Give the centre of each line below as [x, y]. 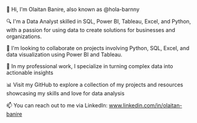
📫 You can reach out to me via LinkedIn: [57, 105]
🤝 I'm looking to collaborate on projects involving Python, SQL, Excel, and [98, 48]
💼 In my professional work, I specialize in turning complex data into [90, 66]
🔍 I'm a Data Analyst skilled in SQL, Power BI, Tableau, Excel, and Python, [99, 21]
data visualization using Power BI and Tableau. [64, 55]
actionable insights [30, 73]
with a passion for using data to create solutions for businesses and [91, 30]
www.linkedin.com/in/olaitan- [145, 105]
